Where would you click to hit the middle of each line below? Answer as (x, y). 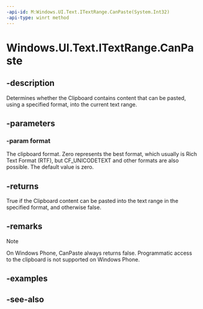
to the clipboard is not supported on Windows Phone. (73, 259)
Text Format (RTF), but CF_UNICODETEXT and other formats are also (93, 161)
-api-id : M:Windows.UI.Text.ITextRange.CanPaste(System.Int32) (88, 12)
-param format (28, 141)
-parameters (31, 123)
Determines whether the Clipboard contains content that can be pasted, (96, 98)
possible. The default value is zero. (50, 167)
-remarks (24, 226)
